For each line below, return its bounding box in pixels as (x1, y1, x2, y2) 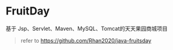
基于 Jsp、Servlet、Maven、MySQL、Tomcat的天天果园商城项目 (5, 25, 168, 32)
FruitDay (5, 4, 50, 18)
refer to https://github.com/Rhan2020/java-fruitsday (20, 37, 152, 44)
